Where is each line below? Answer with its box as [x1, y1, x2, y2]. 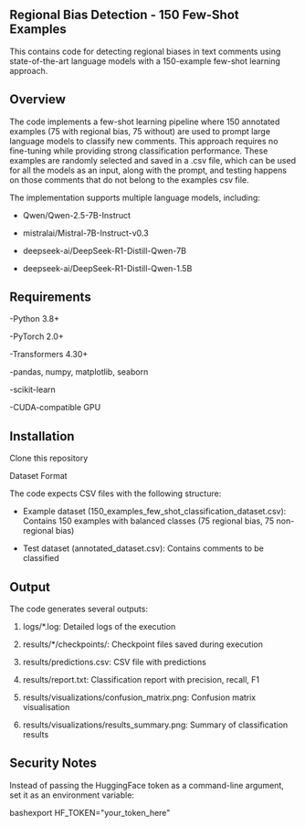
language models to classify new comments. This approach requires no [9, 135, 279, 146]
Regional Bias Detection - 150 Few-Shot [9, 7, 239, 23]
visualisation [22, 702, 70, 713]
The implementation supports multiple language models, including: [9, 192, 260, 203]
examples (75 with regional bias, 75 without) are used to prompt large [9, 125, 271, 136]
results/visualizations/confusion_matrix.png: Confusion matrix [22, 692, 257, 703]
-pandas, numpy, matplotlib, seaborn [9, 366, 149, 377]
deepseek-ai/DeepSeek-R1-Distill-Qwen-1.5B [22, 262, 193, 273]
